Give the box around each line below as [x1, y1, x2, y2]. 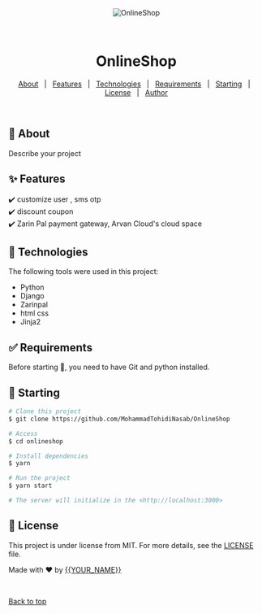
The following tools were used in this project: [8, 267, 159, 277]
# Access [8, 429, 38, 438]
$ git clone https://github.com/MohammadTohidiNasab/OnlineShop [8, 415, 230, 423]
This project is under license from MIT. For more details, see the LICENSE [8, 540, 254, 550]
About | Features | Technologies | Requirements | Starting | [18, 79, 251, 89]
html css [19, 308, 49, 318]
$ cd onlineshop [8, 437, 63, 446]
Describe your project [8, 148, 81, 158]
